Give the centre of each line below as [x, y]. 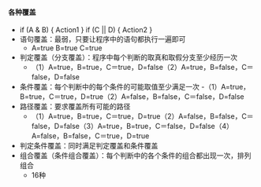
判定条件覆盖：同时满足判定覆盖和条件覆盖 [89, 146]
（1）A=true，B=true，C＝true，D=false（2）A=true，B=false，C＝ [142, 68]
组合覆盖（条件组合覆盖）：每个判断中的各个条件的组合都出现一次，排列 [135, 156]
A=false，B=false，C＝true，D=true [90, 136]
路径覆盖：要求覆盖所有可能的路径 [75, 107]
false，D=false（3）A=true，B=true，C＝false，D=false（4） [132, 126]
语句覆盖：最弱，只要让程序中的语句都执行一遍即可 [103, 39]
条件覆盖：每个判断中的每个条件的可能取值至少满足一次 [109, 87]
